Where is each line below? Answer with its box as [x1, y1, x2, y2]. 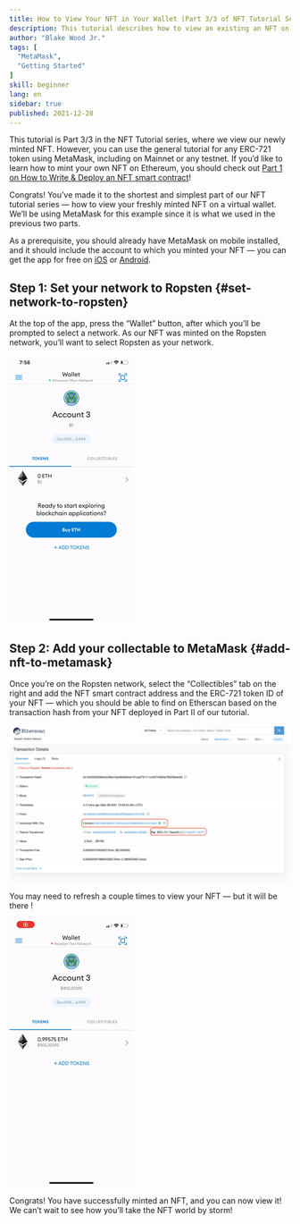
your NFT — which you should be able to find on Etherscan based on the [9, 697, 277, 708]
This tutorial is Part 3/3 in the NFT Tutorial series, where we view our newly [9, 134, 286, 145]
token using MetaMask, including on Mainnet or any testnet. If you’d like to [9, 153, 283, 165]
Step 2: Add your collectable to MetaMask [9, 640, 248, 656]
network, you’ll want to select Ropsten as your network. [9, 337, 214, 348]
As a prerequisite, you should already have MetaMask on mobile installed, [9, 235, 280, 246]
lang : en [9, 89, 42, 98]
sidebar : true [9, 99, 62, 108]
